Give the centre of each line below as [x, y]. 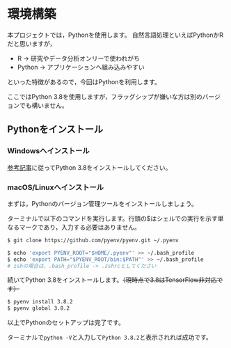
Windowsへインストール [48, 151]
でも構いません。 [43, 105]
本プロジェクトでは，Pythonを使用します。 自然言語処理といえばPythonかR [115, 35]
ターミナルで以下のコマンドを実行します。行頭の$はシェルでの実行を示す [112, 218]
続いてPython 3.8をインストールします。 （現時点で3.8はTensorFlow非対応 [112, 280]
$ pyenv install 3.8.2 [40, 302]
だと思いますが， [32, 43]
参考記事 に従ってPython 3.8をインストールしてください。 [89, 167]
